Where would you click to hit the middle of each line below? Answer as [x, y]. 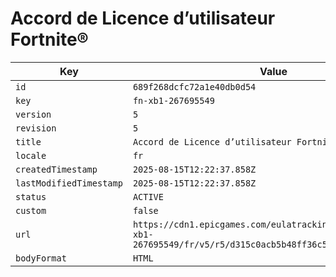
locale [31, 155]
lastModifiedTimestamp [69, 183]
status [31, 196]
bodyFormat [41, 258]
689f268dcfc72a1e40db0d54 [194, 86]
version [33, 114]
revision [36, 128]
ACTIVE [148, 196]
